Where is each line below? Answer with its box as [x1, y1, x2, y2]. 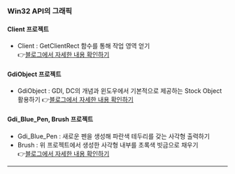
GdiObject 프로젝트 [7, 70, 62, 78]
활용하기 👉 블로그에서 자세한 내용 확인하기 [17, 96, 134, 104]
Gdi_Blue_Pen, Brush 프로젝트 [7, 115, 94, 123]
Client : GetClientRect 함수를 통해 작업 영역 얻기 [17, 42, 150, 50]
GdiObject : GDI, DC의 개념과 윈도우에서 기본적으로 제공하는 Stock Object [17, 87, 222, 95]
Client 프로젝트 [7, 24, 49, 33]
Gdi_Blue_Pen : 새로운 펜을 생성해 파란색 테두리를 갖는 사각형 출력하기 [17, 131, 210, 140]
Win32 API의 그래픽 [7, 6, 72, 15]
